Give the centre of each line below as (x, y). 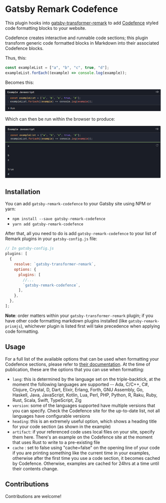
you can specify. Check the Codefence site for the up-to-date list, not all (86, 411)
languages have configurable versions (51, 416)
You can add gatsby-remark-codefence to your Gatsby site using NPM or (78, 204)
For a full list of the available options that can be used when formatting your (82, 359)
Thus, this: (16, 58)
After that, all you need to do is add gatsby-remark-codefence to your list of (81, 234)
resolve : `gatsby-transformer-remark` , (55, 264)
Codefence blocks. (24, 48)
